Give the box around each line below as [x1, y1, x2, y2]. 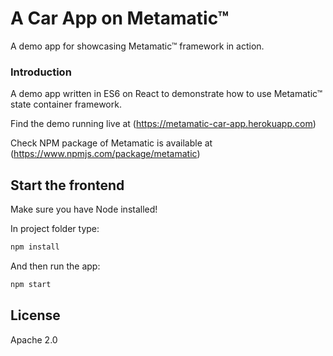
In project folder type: [10, 223, 100, 235]
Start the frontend [10, 177, 125, 194]
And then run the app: [10, 260, 101, 272]
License [10, 307, 61, 324]
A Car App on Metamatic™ [10, 7, 230, 30]
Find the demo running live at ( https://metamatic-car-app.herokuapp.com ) [10, 118, 317, 130]
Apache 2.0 [10, 333, 58, 346]
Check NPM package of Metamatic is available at [10, 137, 213, 149]
